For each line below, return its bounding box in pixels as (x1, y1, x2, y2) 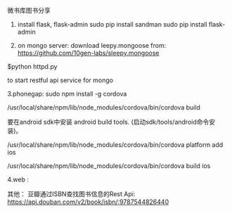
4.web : (7, 175, 30, 183)
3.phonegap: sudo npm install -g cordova (7, 90, 127, 98)
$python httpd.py (7, 63, 58, 70)
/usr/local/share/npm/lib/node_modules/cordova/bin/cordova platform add (7, 141, 224, 149)
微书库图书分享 (7, 6, 51, 14)
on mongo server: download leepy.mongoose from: (17, 41, 167, 49)
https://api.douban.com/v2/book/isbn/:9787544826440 (7, 198, 169, 206)
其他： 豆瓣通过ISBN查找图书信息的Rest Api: (7, 190, 136, 198)
